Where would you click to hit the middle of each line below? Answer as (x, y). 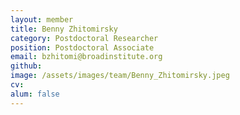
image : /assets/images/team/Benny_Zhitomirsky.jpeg (120, 76)
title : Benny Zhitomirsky (64, 29)
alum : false (35, 94)
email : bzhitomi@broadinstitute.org (86, 57)
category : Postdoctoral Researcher (84, 38)
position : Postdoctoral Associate (82, 47)
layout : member (42, 19)
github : (26, 66)
